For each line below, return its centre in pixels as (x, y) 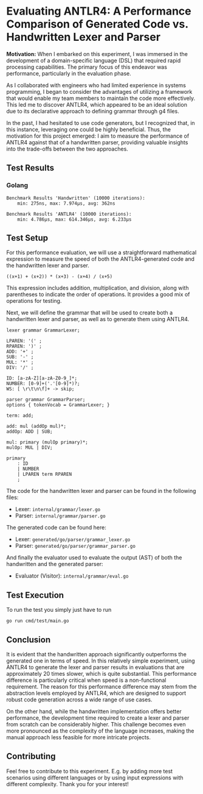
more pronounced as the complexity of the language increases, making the (100, 731)
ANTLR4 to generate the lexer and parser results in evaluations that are (95, 667)
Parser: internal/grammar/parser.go (60, 516)
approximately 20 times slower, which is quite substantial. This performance (101, 674)
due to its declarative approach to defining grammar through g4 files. (93, 111)
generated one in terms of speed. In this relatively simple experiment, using (101, 661)
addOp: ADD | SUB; (29, 432)
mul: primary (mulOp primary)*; (47, 442)
